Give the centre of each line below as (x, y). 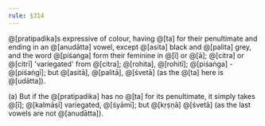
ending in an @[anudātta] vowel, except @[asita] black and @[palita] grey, (130, 47)
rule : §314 (26, 16)
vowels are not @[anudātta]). (56, 113)
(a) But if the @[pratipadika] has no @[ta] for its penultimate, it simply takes (132, 96)
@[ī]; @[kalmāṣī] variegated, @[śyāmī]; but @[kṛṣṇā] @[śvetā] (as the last (129, 104)
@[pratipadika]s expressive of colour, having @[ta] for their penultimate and (133, 38)
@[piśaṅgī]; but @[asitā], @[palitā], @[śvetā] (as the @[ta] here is (116, 72)
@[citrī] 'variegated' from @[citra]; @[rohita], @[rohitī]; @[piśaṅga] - (121, 64)
